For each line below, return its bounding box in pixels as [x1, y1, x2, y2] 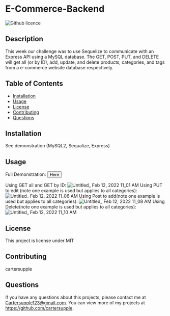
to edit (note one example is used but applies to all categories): [5, 188, 137, 194]
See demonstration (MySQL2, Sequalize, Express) [5, 143, 110, 149]
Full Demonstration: [5, 171, 46, 177]
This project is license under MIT [5, 238, 74, 244]
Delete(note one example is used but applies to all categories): [5, 204, 136, 210]
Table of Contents [5, 80, 64, 88]
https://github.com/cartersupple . [5, 305, 74, 311]
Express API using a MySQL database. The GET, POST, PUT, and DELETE [5, 54, 159, 60]
